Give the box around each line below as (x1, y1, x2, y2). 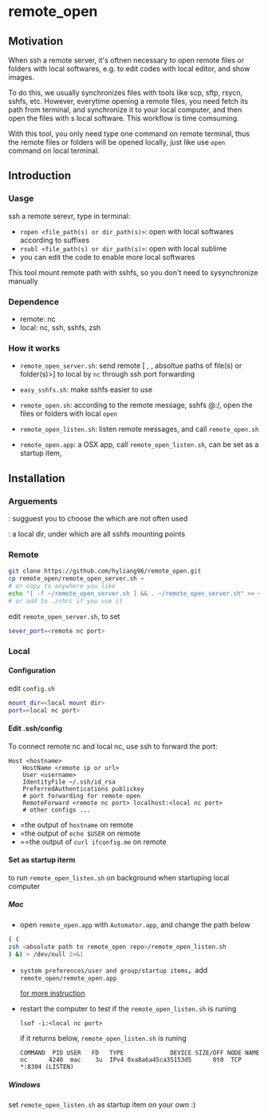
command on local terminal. (8, 146, 100, 155)
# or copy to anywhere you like (8, 582, 116, 590)
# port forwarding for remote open (22, 792, 141, 800)
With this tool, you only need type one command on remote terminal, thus (8, 129, 250, 138)
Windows (8, 1079, 41, 1089)
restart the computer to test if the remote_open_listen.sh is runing (19, 1004, 237, 1014)
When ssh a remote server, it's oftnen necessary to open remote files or (8, 55, 245, 65)
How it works (8, 342, 61, 353)
